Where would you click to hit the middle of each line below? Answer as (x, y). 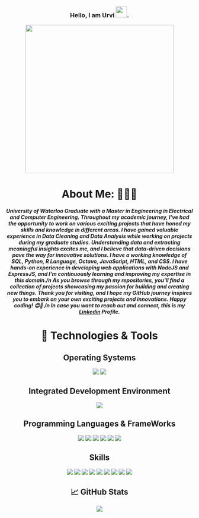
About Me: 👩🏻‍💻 (99, 194)
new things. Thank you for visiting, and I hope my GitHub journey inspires (99, 293)
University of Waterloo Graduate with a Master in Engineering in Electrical (99, 211)
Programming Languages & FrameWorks (99, 424)
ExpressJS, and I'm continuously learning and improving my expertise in (99, 274)
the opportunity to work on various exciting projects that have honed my (99, 224)
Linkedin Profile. (99, 312)
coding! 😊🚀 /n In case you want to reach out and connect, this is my (99, 306)
